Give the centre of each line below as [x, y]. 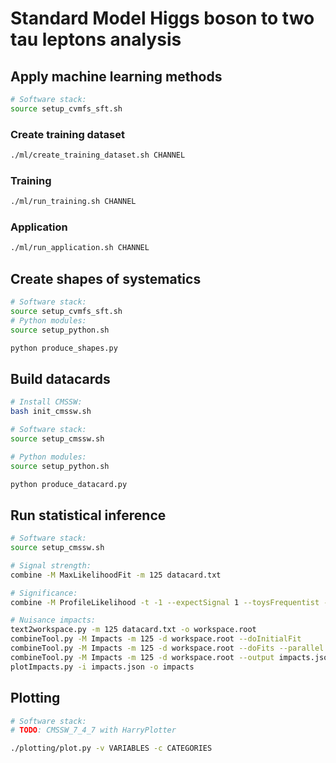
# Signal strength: [51, 565]
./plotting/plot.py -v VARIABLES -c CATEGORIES [111, 748]
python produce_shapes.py [64, 348]
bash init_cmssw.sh [51, 412]
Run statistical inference [88, 515]
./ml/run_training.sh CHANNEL [73, 202]
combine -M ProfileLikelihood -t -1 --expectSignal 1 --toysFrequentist [165, 602]
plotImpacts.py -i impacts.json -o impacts [102, 667]
